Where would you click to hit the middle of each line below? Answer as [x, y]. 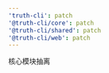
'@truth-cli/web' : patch [49, 38]
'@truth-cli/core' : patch [51, 23]
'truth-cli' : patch [41, 15]
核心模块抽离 [29, 61]
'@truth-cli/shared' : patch [55, 30]
